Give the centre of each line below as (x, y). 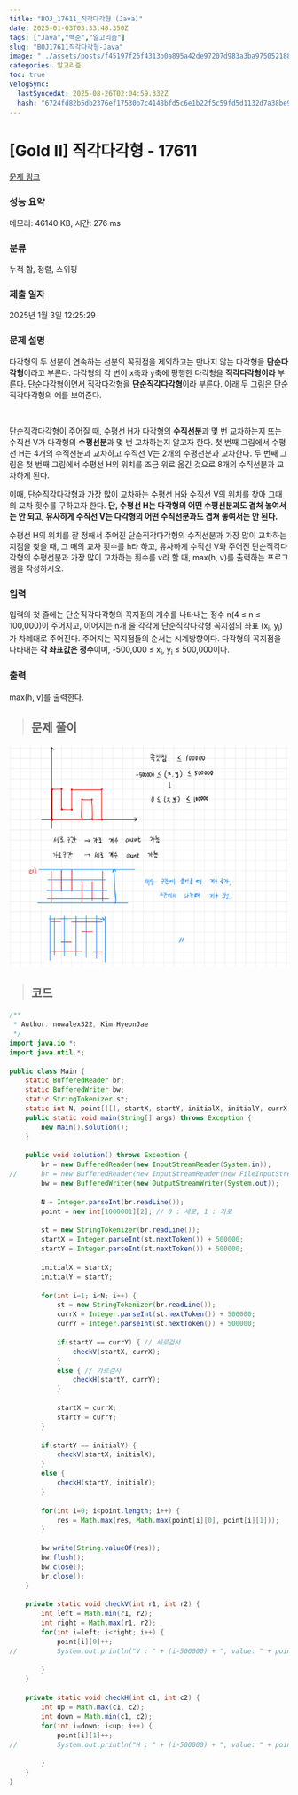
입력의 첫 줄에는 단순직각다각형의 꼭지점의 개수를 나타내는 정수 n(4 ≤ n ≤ (135, 614)
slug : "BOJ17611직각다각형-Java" (67, 47)
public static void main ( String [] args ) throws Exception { (138, 1117)
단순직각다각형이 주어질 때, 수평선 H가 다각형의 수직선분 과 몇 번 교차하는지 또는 (145, 431)
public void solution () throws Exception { (107, 1156)
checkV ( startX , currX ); (117, 1352)
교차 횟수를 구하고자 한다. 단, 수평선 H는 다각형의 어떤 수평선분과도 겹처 (141, 505)
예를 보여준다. (78, 395)
